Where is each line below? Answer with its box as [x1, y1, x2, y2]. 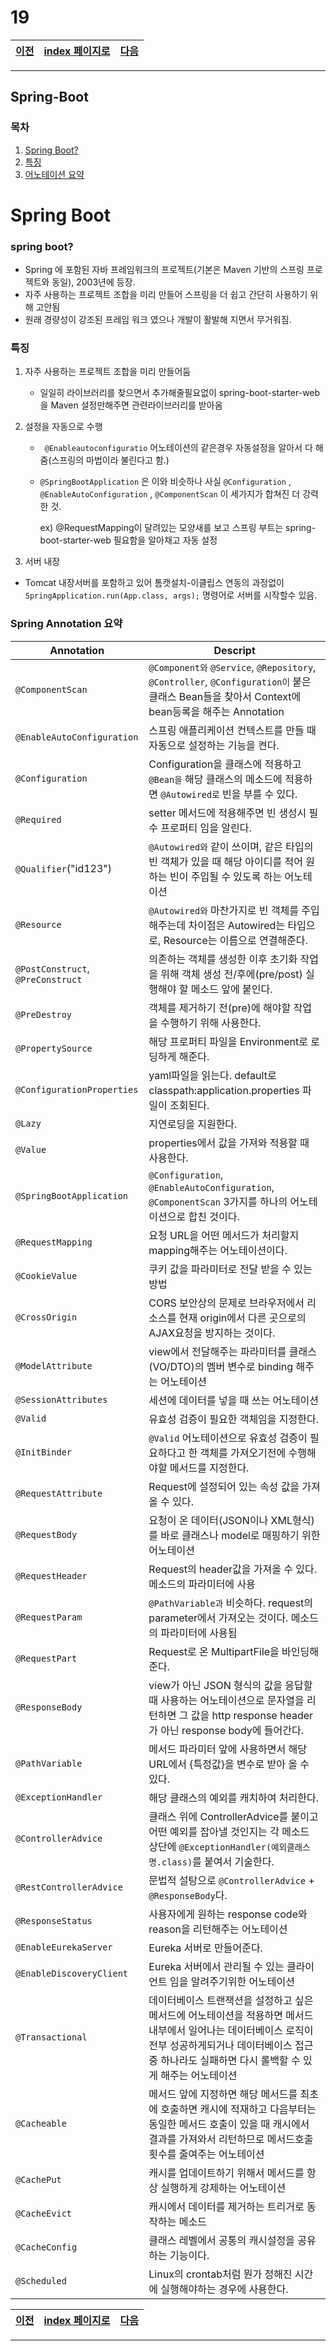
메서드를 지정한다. [169, 1461, 250, 1475]
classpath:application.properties [148, 1083, 300, 1097]
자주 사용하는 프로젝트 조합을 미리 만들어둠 [24, 366, 192, 378]
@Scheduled [15, 2275, 67, 2286]
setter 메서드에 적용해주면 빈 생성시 [148, 806, 307, 820]
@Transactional [15, 2031, 88, 2043]
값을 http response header [190, 1708, 314, 1722]
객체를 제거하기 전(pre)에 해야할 [148, 1001, 292, 1015]
